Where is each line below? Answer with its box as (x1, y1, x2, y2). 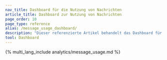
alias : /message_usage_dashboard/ (5, 26, 77, 31)
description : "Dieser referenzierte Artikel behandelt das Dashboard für (5, 30, 162, 35)
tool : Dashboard (5, 35, 39, 40)
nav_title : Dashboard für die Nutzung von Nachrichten (5, 7, 122, 12)
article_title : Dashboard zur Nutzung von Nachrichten (5, 12, 122, 17)
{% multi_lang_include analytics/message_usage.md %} (5, 48, 121, 55)
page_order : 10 (5, 16, 37, 21)
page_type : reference (5, 21, 50, 26)
